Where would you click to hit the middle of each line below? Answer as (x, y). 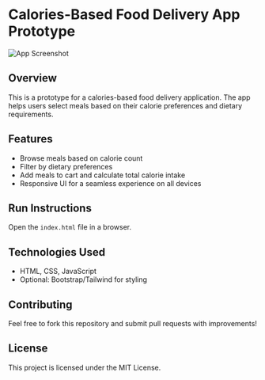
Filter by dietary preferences (66, 166)
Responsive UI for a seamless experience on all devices (110, 183)
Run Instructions (50, 208)
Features (30, 139)
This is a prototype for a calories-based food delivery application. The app (129, 97)
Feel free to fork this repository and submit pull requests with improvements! (132, 323)
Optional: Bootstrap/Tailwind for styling (83, 279)
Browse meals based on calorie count (81, 158)
